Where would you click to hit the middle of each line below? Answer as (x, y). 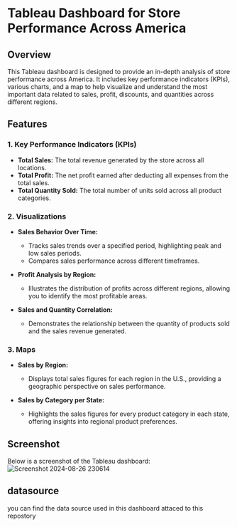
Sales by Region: (43, 365)
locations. (32, 167)
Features (27, 124)
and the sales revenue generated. (77, 331)
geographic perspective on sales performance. (97, 387)
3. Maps (22, 349)
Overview (29, 54)
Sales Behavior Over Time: (57, 231)
